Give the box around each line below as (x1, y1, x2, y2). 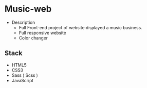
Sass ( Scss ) (11, 72, 38, 78)
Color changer (18, 35, 48, 41)
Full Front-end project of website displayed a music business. (18, 24, 142, 30)
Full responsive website (18, 30, 67, 35)
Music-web (4, 3, 52, 15)
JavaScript (11, 77, 34, 83)
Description (11, 19, 35, 25)
